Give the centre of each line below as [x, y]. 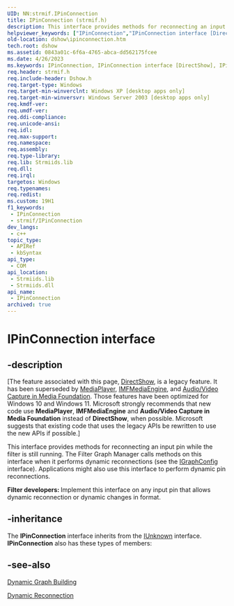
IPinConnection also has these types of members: [79, 543]
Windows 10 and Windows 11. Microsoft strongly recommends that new [109, 404]
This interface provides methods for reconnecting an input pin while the [110, 447]
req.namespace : [29, 143]
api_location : [28, 272]
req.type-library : [34, 156]
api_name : [22, 292]
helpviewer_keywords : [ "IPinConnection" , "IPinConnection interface [107, 33]
